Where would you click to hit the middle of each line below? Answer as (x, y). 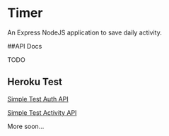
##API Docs (25, 46)
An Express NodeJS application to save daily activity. (85, 32)
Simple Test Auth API (38, 99)
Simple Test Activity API (42, 112)
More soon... (26, 126)
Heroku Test (35, 82)
